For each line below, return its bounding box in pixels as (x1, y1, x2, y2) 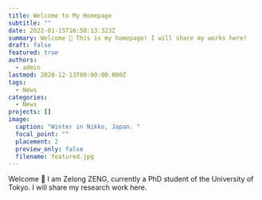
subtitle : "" (8, 19, 52, 27)
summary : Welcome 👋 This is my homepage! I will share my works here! (8, 33, 248, 42)
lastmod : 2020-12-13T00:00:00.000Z (8, 71, 127, 79)
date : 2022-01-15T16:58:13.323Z (8, 26, 115, 34)
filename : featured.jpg (15, 152, 94, 160)
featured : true (8, 49, 59, 57)
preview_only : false (15, 145, 84, 153)
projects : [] (8, 108, 52, 116)
